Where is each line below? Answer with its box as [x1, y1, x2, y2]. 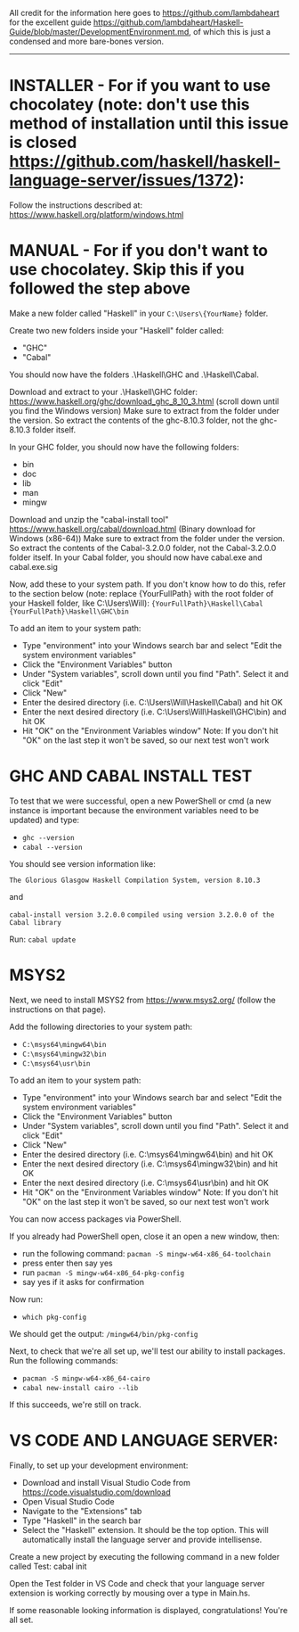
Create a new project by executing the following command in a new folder [9, 1551, 280, 1562]
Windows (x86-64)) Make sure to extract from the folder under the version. [9, 532, 286, 543]
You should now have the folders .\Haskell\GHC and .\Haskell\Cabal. [9, 369, 260, 380]
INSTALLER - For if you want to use [9, 76, 271, 96]
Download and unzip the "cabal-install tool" [9, 514, 169, 524]
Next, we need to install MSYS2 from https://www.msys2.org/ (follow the [9, 994, 276, 1005]
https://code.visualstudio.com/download [21, 1487, 171, 1497]
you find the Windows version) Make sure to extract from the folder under [9, 405, 280, 416]
